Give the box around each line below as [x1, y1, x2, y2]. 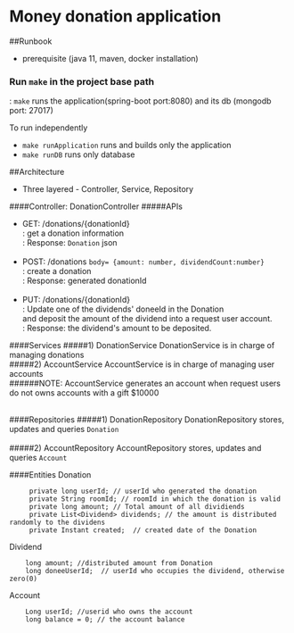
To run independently [9, 122, 88, 133]
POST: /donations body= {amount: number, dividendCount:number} [21, 256, 265, 267]
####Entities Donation [9, 470, 92, 480]
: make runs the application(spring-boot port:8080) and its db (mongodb [9, 96, 272, 106]
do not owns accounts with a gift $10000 [9, 387, 159, 398]
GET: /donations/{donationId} [21, 219, 131, 229]
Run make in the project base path [9, 75, 154, 87]
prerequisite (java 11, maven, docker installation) [21, 53, 199, 63]
